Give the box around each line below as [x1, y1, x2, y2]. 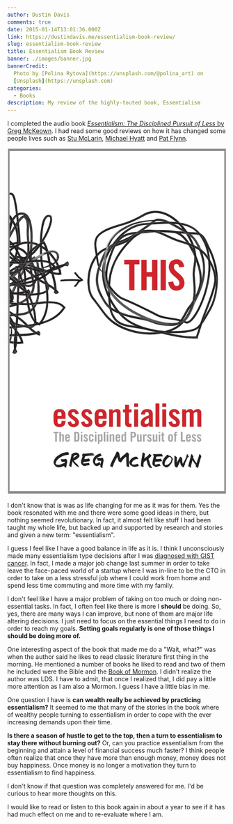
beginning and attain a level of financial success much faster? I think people [7, 746, 225, 755]
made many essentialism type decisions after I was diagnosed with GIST [7, 552, 215, 560]
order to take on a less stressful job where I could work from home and [7, 574, 211, 582]
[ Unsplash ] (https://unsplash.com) [13, 77, 113, 84]
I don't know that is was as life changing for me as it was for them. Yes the [7, 502, 220, 510]
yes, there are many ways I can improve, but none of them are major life [7, 609, 214, 618]
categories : [7, 84, 42, 92]
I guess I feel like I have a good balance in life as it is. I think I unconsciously [7, 544, 225, 553]
